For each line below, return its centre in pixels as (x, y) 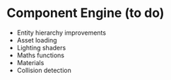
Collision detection (44, 70)
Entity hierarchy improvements (61, 33)
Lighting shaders (41, 47)
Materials (30, 62)
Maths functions (41, 55)
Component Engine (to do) (85, 13)
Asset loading (37, 40)
